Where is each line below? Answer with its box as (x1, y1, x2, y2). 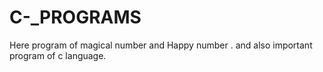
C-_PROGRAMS (9, 6, 142, 29)
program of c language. (9, 49, 107, 61)
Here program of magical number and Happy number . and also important (9, 39, 313, 51)
